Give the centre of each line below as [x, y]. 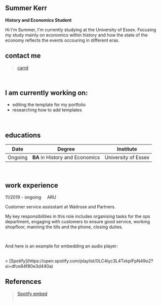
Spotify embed [32, 294]
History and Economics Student [38, 20]
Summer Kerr [26, 8]
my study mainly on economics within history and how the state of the [77, 35]
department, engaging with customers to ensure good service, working [78, 222]
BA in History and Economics [66, 157]
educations [23, 135]
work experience [32, 185]
